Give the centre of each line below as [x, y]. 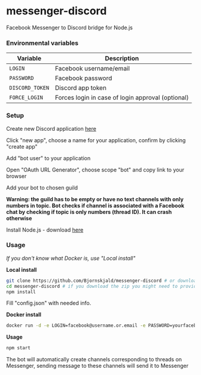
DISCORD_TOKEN [29, 88]
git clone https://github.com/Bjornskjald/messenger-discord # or [91, 281]
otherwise [19, 218]
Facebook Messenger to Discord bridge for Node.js [69, 27]
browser [16, 176]
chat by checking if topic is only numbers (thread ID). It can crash [89, 212]
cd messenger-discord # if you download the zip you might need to [92, 286]
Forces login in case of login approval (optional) [122, 98]
